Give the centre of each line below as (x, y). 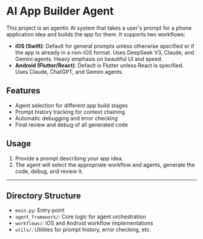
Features (23, 91)
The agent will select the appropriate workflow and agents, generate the (105, 165)
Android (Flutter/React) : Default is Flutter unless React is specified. (99, 65)
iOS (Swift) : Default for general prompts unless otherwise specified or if (105, 46)
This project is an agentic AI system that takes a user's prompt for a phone (99, 28)
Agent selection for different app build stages (71, 105)
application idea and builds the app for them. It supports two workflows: (96, 34)
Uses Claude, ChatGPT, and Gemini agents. (69, 71)
